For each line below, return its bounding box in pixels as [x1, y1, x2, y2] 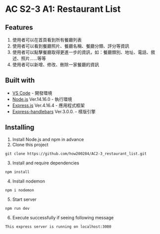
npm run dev [5, 206, 30, 211]
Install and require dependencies [12, 160, 80, 166]
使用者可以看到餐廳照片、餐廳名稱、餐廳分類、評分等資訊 [12, 43, 129, 49]
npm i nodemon [5, 187, 35, 192]
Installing [5, 123, 35, 132]
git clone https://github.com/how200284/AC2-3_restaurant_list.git [5, 151, 147, 156]
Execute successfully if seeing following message [12, 214, 114, 221]
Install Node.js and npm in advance [12, 136, 84, 142]
